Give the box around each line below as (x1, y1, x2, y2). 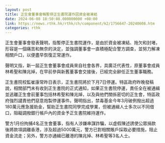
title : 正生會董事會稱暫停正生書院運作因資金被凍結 (5, 12, 97, 17)
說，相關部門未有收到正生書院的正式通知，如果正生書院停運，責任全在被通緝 (5, 85, 160, 91)
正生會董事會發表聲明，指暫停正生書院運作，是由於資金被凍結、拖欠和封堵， (5, 40, 160, 46)
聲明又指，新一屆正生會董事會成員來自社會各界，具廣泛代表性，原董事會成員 (5, 63, 160, 69)
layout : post (5, 7, 32, 12)
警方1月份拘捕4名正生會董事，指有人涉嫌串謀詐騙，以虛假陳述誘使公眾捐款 (5, 120, 156, 126)
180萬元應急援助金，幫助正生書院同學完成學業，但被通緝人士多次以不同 (5, 104, 150, 110)
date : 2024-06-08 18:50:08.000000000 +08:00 (5, 16, 98, 21)
